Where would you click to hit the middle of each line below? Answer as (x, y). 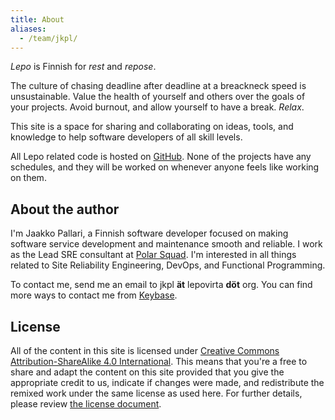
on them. (28, 178)
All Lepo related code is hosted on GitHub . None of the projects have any (161, 157)
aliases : (28, 29)
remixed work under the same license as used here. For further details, (156, 393)
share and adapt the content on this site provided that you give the (147, 372)
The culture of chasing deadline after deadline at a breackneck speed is (158, 86)
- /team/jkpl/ (48, 38)
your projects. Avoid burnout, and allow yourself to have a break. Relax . (157, 107)
